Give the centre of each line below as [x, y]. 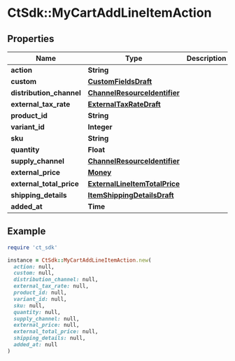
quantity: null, [37, 312]
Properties [31, 39]
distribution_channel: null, [56, 280]
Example [27, 231]
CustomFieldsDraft [120, 82]
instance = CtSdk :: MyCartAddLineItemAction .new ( [79, 260]
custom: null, [34, 273]
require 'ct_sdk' [33, 247]
